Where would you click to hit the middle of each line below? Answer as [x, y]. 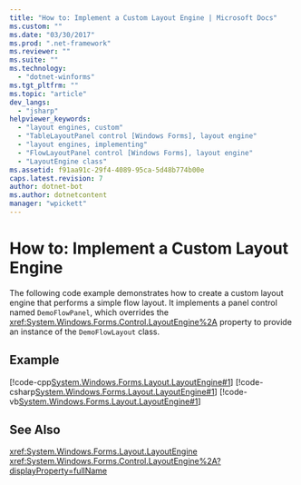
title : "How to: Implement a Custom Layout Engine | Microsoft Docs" [144, 18]
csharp [23, 391]
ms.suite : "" [34, 60]
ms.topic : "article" [49, 94]
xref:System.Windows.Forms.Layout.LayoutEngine [103, 451]
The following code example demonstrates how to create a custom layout [146, 292]
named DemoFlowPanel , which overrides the [89, 312]
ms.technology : [38, 69]
